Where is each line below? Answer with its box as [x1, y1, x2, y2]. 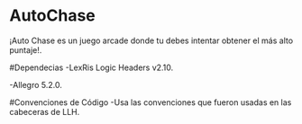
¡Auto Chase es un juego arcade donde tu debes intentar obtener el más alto [9, 35, 294, 46]
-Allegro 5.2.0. [9, 79, 63, 90]
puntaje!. [9, 44, 42, 55]
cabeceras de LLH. [9, 106, 80, 117]
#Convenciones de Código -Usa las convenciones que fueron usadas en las [9, 96, 292, 108]
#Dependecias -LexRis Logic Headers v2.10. [9, 62, 174, 73]
